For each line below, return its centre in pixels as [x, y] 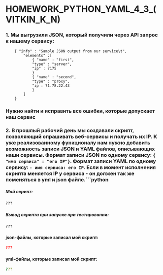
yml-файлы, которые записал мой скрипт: [51, 259]
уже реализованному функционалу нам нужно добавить [78, 143]
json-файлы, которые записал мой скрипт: [52, 237]
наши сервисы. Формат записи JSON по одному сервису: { [81, 155]
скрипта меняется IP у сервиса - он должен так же [70, 173]
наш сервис [21, 117]
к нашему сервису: [30, 41]
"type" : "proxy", [51, 82]
